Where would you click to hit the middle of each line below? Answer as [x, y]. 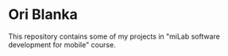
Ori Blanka [43, 15]
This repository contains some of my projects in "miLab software [114, 36]
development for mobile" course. [62, 44]
